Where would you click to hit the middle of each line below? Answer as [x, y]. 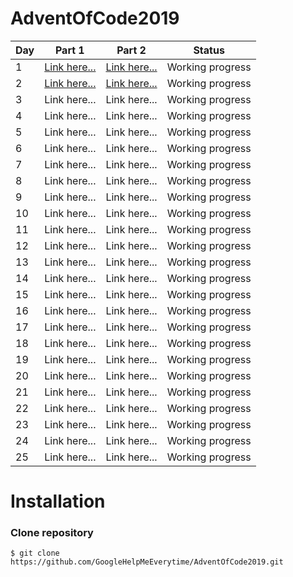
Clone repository [52, 533]
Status [209, 50]
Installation [58, 501]
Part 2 [131, 50]
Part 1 [69, 50]
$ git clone [35, 553]
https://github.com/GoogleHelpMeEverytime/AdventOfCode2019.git [147, 562]
